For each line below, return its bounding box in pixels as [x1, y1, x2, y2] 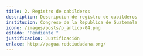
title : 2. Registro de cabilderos [6, 8, 91, 15]
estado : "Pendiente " [6, 30, 59, 36]
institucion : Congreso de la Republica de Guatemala [6, 19, 138, 25]
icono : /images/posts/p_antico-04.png [6, 24, 101, 31]
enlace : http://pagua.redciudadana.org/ [6, 41, 107, 47]
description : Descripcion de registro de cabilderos [6, 14, 138, 20]
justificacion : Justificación [6, 36, 80, 41]
